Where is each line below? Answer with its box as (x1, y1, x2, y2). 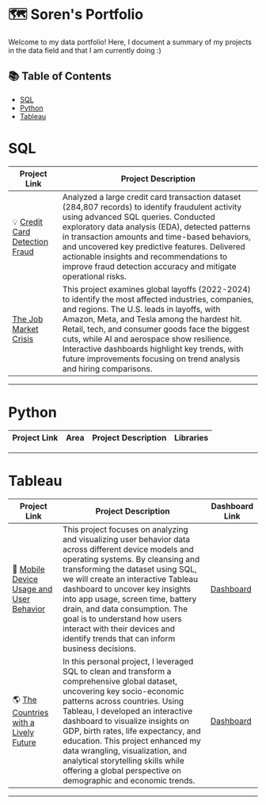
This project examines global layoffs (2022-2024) (62, 283, 251, 295)
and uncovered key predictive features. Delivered (62, 241, 245, 252)
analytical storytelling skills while (62, 755, 184, 766)
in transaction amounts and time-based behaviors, (62, 231, 251, 242)
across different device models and (62, 544, 194, 555)
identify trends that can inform (62, 633, 176, 644)
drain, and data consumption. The (62, 603, 188, 614)
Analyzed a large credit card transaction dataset (62, 191, 241, 202)
